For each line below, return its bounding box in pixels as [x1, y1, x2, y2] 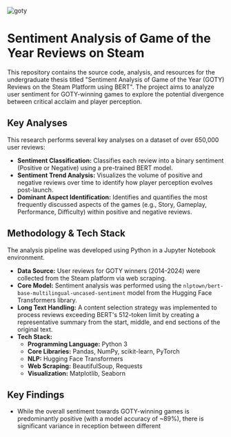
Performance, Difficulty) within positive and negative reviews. [17, 207, 192, 216]
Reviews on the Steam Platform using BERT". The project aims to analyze [7, 83, 215, 91]
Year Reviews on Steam [7, 45, 145, 61]
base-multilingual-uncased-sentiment [17, 289, 126, 296]
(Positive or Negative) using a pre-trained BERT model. [17, 163, 174, 172]
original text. [17, 325, 53, 334]
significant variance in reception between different [17, 422, 161, 430]
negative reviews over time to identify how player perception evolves [17, 178, 213, 186]
